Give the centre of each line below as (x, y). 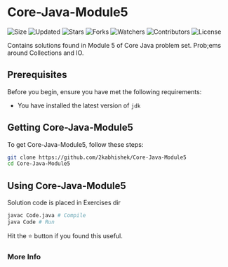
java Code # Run (31, 222)
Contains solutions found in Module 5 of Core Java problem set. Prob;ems (114, 45)
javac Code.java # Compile (47, 216)
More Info (24, 256)
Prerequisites (37, 75)
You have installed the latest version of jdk (79, 105)
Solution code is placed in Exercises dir (64, 203)
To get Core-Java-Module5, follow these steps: (75, 144)
